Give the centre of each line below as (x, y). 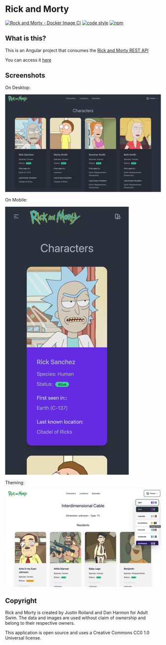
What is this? (26, 38)
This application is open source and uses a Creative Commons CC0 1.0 (77, 633)
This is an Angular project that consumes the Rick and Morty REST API (77, 50)
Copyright (21, 601)
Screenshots (25, 75)
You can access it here (28, 60)
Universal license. (23, 638)
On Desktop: (18, 87)
